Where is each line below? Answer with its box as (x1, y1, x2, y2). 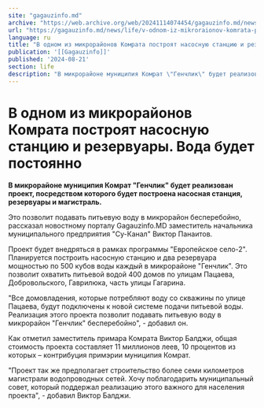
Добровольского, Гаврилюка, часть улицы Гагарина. (8, 277, 186, 287)
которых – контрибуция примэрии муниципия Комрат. (8, 350, 191, 359)
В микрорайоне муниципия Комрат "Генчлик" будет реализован (8, 180, 233, 190)
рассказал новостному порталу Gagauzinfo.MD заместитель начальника (8, 221, 253, 230)
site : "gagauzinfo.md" (8, 11, 82, 20)
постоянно (8, 154, 82, 172)
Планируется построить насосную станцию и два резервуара (8, 253, 218, 262)
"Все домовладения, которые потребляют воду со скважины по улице (8, 293, 246, 302)
